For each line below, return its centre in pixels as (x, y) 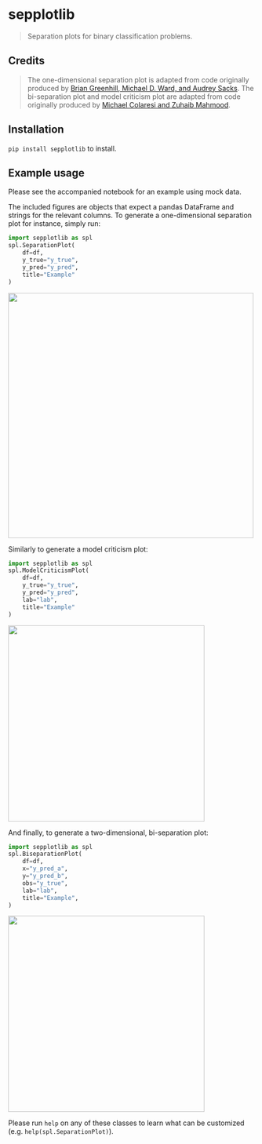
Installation (36, 130)
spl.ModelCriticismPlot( (49, 570)
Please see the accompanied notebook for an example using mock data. (125, 192)
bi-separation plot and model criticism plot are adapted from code (134, 97)
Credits (27, 61)
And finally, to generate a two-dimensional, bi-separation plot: (109, 832)
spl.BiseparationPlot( (45, 854)
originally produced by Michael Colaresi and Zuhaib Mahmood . (129, 104)
